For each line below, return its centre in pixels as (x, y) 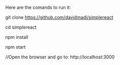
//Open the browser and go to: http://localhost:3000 (60, 57)
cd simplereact (21, 27)
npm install (17, 37)
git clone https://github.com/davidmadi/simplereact (59, 17)
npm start (16, 47)
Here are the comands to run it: (38, 7)
